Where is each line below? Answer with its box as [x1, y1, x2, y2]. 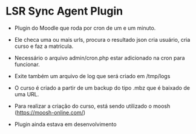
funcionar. [14, 61, 40, 68]
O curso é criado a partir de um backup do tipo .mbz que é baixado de [14, 84, 190, 92]
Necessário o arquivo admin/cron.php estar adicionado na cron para [14, 54, 185, 61]
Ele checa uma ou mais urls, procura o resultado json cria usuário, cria [14, 36, 191, 43]
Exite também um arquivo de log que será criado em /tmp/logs [14, 72, 171, 79]
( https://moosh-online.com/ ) [14, 109, 86, 116]
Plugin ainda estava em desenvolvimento [14, 120, 117, 128]
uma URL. [14, 90, 39, 98]
